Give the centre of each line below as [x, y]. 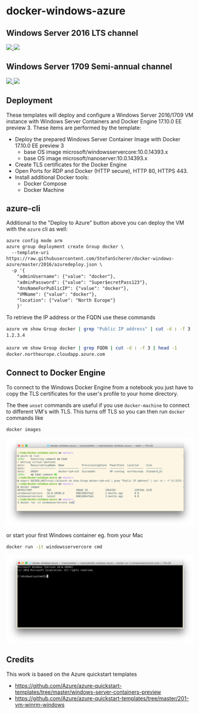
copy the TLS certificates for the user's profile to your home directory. [92, 393]
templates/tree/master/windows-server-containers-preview [88, 692]
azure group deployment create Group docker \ [65, 247]
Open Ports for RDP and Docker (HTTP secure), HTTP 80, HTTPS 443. [101, 170]
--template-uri [30, 253]
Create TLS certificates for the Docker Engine [71, 164]
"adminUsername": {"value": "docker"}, [66, 277]
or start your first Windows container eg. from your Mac [75, 535]
